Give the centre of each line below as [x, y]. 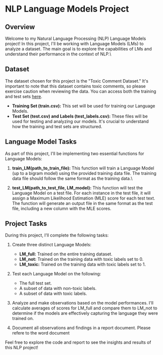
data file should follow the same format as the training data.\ [72, 178]
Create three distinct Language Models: [52, 245]
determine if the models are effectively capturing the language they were [85, 313]
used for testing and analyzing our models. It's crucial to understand [80, 121]
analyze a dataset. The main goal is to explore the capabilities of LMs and [78, 49]
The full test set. [35, 283]
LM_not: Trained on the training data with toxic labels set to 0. [81, 259]
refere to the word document [41, 333]
